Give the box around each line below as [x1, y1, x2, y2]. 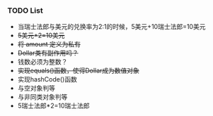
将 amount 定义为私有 [17, 40, 81, 49]
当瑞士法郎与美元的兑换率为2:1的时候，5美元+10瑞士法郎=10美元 [17, 22, 206, 31]
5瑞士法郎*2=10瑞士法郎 [17, 101, 90, 110]
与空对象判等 [17, 84, 55, 93]
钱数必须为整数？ [17, 58, 68, 66]
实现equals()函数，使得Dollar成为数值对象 [17, 66, 140, 75]
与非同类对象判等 [17, 93, 68, 101]
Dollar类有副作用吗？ [17, 49, 79, 58]
